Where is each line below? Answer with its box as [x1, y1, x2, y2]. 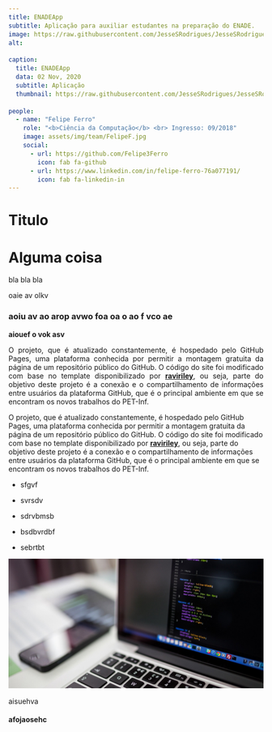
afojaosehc [8, 715, 47, 725]
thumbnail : [15, 90, 53, 98]
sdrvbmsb [19, 511, 54, 521]
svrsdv [19, 495, 44, 505]
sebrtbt [19, 543, 45, 552]
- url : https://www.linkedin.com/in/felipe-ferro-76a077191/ [29, 167, 241, 175]
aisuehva [8, 696, 39, 706]
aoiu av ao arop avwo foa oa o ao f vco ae [8, 311, 173, 322]
